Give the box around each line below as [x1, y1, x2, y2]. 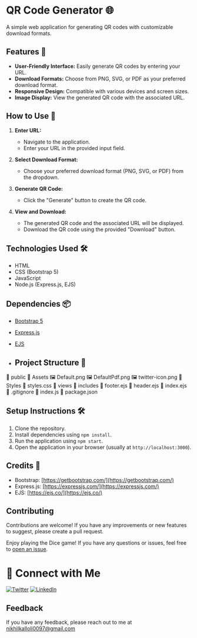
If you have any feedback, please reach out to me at [6, 619, 132, 626]
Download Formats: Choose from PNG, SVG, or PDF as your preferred [14, 75, 186, 82]
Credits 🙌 [6, 461, 41, 471]
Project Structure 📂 [14, 357, 86, 367]
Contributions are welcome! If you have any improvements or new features [6, 522, 187, 529]
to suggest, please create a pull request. [6, 528, 104, 535]
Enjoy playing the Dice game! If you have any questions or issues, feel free [6, 539, 187, 546]
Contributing [6, 506, 54, 516]
